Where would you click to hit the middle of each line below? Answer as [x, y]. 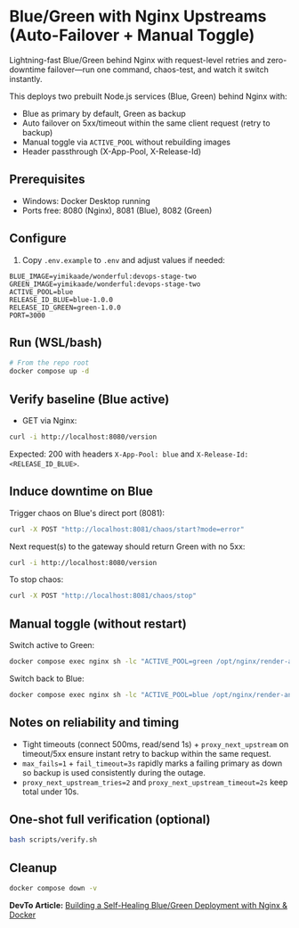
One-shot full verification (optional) [110, 820]
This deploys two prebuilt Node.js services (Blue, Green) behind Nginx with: [148, 96]
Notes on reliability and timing [94, 723]
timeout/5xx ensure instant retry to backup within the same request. [146, 753]
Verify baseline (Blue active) [89, 399]
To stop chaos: [36, 579]
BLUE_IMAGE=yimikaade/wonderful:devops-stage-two [103, 276]
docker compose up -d [49, 372]
